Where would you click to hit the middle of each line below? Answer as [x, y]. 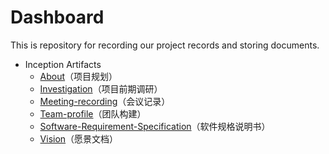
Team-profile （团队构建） [93, 113]
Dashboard [57, 17]
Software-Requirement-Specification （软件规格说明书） [155, 126]
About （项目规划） [78, 76]
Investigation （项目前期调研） [101, 88]
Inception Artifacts [63, 64]
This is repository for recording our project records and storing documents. [165, 45]
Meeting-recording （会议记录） [105, 101]
